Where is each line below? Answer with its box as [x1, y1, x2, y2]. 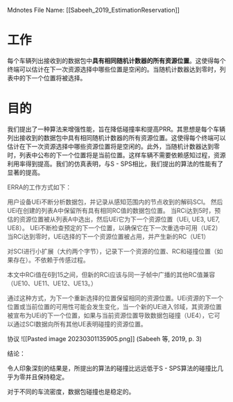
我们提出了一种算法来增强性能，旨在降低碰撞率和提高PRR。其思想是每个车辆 [7, 125, 225, 133]
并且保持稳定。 [25, 372, 68, 381]
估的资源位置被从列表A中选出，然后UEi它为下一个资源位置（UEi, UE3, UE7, [7, 215, 221, 223]
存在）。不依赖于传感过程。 [12, 256, 89, 264]
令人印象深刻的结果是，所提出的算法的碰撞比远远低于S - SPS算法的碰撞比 [7, 364, 218, 372]
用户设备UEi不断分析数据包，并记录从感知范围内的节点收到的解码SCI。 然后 [7, 198, 223, 206]
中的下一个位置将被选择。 [12, 73, 87, 82]
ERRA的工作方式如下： [7, 183, 72, 191]
